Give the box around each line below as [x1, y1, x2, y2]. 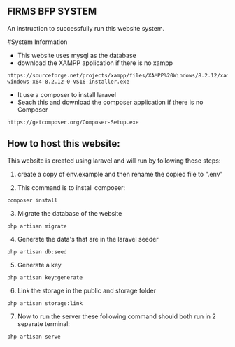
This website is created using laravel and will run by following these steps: [7, 156, 221, 165]
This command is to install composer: [17, 183, 126, 191]
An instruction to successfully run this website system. [7, 24, 165, 32]
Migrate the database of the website [17, 209, 122, 217]
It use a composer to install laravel [17, 90, 117, 98]
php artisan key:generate [7, 274, 83, 281]
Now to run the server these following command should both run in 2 [17, 312, 217, 320]
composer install [7, 197, 58, 204]
